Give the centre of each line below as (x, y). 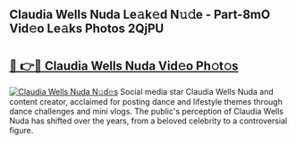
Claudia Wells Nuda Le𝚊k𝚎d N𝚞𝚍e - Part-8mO (140, 15)
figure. (21, 130)
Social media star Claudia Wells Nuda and (197, 92)
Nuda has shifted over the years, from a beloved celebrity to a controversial (148, 121)
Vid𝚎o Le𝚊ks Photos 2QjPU (87, 29)
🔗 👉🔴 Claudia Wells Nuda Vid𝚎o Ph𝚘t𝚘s (124, 66)
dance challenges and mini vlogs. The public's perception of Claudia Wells (147, 111)
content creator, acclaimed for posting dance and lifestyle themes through (146, 102)
